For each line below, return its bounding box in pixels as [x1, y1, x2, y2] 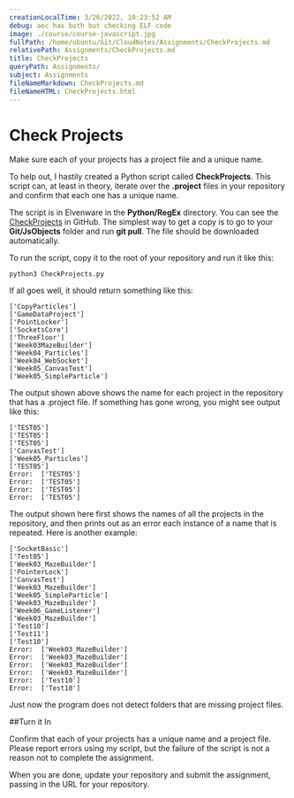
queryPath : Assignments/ [9, 63, 101, 72]
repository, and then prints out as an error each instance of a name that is [9, 518, 277, 529]
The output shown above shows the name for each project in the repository [9, 387, 284, 398]
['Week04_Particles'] [9, 349, 89, 358]
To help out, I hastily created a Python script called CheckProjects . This [9, 172, 271, 182]
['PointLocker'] [9, 318, 69, 327]
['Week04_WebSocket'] [9, 357, 89, 365]
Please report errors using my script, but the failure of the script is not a [9, 743, 270, 754]
